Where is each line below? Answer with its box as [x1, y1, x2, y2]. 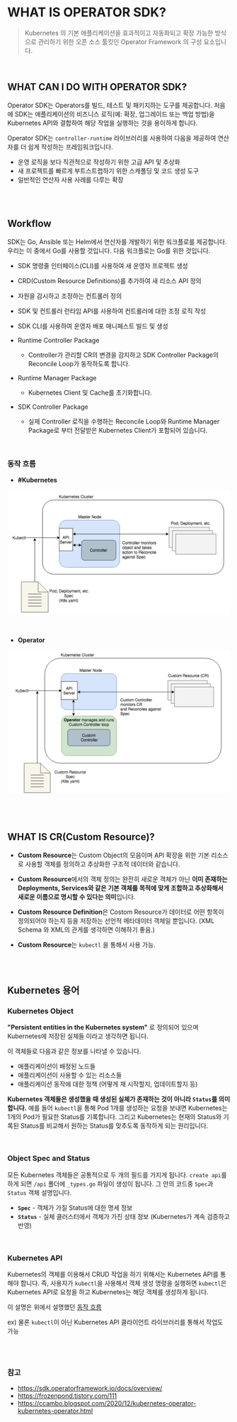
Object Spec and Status [7, 1154, 91, 1164]
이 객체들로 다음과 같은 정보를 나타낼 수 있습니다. [7, 1047, 141, 1056]
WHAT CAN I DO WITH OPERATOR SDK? [7, 81, 187, 93]
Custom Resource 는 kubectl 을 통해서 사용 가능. [17, 940, 156, 949]
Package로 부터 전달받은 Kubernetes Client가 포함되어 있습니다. [28, 426, 208, 434]
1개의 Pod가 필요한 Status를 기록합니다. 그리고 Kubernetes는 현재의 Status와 [7, 1113, 222, 1121]
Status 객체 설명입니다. [7, 1188, 72, 1196]
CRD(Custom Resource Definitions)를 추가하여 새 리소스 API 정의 [17, 276, 202, 285]
